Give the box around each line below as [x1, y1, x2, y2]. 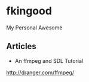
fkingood [6, 4, 53, 18]
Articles [6, 41, 37, 51]
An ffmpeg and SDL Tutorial [14, 57, 84, 64]
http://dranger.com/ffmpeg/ [6, 69, 75, 76]
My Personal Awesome [6, 24, 63, 31]
